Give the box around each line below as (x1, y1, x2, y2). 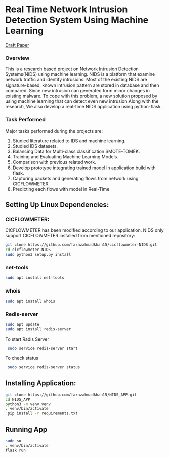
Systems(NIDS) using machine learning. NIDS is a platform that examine (5, 71, 155, 77)
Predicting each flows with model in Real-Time (12, 186, 110, 192)
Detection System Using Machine (5, 14, 149, 26)
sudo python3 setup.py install (5, 252, 71, 257)
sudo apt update (5, 322, 39, 327)
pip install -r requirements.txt (7, 411, 78, 416)
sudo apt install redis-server (5, 327, 71, 332)
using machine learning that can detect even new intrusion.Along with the (5, 98, 159, 104)
